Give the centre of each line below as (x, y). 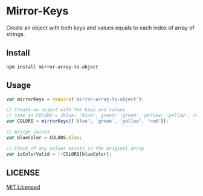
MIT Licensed (23, 187)
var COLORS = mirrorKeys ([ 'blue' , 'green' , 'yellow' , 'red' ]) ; (88, 121)
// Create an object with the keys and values (66, 110)
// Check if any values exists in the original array (76, 149)
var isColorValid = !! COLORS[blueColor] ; (59, 154)
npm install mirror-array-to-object (52, 67)
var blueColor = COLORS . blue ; (44, 137)
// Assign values (28, 132)
